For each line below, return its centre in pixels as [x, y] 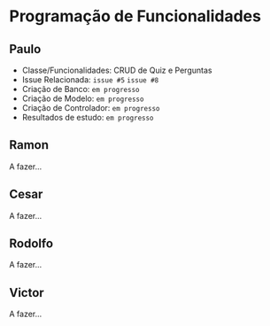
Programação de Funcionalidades [135, 16]
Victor [27, 293]
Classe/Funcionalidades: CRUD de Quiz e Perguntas [117, 70]
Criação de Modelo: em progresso [83, 98]
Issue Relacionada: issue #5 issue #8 [90, 80]
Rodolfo [31, 244]
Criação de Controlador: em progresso [91, 108]
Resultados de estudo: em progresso [88, 117]
